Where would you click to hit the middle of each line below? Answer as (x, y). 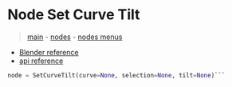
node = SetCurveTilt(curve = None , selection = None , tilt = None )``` (116, 75)
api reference (41, 61)
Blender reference (49, 52)
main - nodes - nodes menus (75, 37)
